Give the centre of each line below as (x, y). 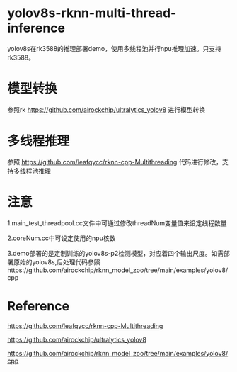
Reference (38, 306)
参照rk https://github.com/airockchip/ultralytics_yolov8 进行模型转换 (106, 109)
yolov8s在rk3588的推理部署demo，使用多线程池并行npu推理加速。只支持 (114, 48)
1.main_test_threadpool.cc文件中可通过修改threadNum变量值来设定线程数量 (117, 223)
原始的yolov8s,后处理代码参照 (57, 262)
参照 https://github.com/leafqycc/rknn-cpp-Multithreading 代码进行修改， (115, 162)
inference (36, 28)
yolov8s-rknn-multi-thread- (92, 13)
